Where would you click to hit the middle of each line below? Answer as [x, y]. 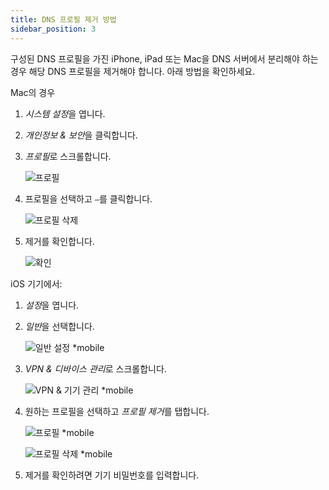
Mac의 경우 [33, 92]
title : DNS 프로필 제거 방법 [63, 19]
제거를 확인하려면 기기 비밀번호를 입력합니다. [112, 475]
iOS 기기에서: [36, 283]
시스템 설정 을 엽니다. [65, 113]
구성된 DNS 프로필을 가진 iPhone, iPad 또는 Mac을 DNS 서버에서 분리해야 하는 [164, 58]
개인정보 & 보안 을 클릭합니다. [81, 135]
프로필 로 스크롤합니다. [68, 156]
